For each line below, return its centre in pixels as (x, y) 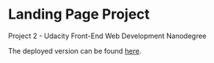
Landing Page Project (79, 14)
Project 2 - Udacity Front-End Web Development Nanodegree (107, 36)
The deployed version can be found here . (75, 51)
